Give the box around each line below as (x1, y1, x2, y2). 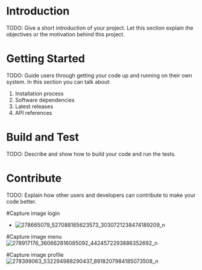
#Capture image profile (6, 251, 64, 258)
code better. (6, 198, 37, 205)
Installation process (14, 89, 64, 97)
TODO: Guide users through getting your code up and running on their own (6, 71, 193, 79)
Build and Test (6, 130, 80, 144)
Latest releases (14, 103, 53, 110)
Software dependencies (14, 96, 75, 103)
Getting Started (6, 52, 86, 66)
